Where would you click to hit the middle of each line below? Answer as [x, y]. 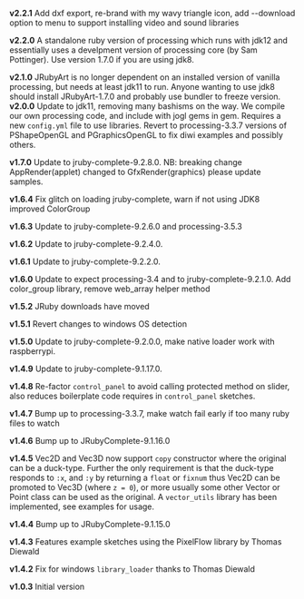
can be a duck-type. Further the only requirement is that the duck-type [142, 468]
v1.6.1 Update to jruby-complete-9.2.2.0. [85, 261]
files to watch [35, 423]
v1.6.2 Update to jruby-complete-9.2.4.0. [86, 244]
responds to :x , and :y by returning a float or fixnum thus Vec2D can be [145, 477]
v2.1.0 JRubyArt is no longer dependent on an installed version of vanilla [145, 77]
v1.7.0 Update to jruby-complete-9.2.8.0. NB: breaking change [126, 162]
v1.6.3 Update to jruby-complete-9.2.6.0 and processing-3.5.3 [126, 226]
